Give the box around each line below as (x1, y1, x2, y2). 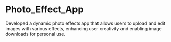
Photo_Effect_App (5, 4, 84, 15)
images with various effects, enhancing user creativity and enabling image (5, 25, 162, 31)
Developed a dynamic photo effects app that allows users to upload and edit (5, 20, 166, 26)
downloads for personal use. (5, 31, 65, 37)
